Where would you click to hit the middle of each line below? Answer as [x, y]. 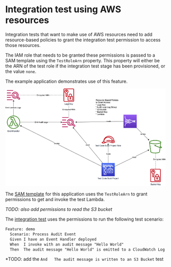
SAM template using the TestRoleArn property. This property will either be [83, 60]
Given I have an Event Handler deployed [53, 239]
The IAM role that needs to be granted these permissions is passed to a [80, 55]
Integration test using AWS [63, 9]
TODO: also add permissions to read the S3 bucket [59, 209]
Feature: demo [20, 229]
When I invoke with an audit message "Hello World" [67, 245]
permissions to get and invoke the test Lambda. [55, 200]
